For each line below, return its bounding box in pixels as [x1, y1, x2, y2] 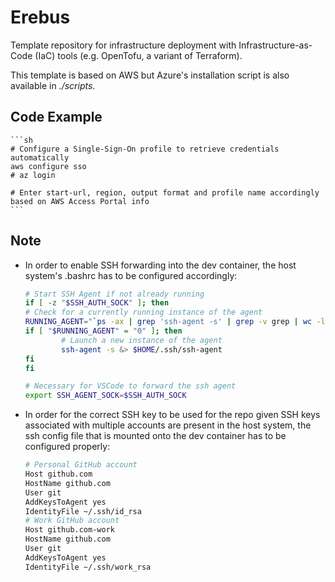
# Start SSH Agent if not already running [24, 289, 205, 299]
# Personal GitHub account [24, 460, 138, 470]
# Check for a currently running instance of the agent [24, 307, 263, 318]
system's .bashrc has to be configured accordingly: [24, 269, 238, 281]
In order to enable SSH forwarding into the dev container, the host [24, 259, 297, 271]
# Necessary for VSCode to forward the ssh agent [24, 381, 237, 391]
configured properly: [24, 441, 111, 453]
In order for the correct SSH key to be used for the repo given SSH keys [24, 409, 321, 421]
